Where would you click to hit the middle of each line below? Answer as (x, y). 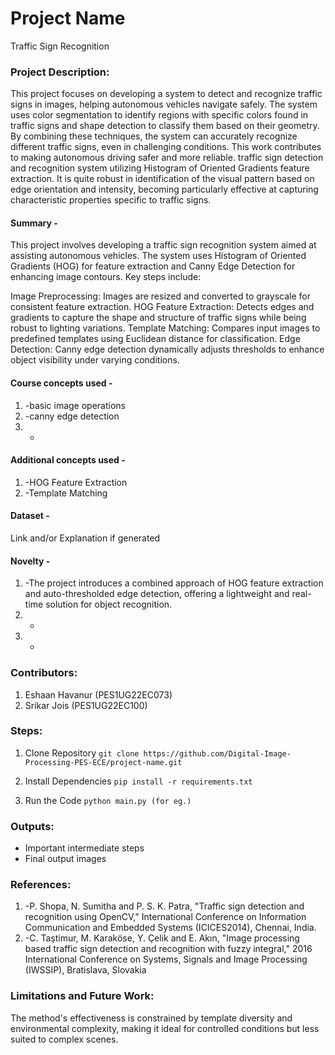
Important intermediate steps (84, 848)
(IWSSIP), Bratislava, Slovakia (85, 970)
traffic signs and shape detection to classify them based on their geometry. (165, 126)
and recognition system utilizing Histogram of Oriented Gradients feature (160, 168)
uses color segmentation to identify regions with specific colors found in (159, 115)
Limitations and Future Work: (82, 996)
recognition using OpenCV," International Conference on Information (165, 917)
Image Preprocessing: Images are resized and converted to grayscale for (160, 296)
